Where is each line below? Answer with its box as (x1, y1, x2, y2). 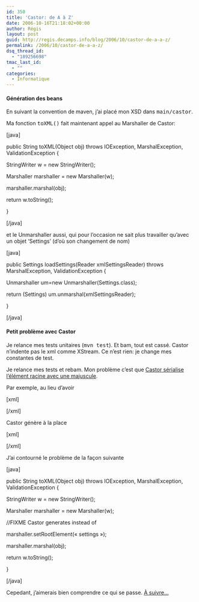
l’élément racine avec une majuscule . (6, 372, 98, 380)
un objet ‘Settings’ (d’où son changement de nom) (6, 237, 130, 245)
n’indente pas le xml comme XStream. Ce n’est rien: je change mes (6, 348, 172, 355)
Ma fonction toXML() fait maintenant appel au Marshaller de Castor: (6, 120, 176, 127)
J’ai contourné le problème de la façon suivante (6, 454, 124, 461)
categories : (6, 71, 36, 77)
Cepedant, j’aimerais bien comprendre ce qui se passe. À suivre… (6, 589, 169, 596)
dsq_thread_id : (6, 48, 44, 54)
